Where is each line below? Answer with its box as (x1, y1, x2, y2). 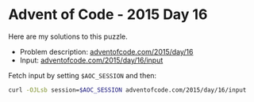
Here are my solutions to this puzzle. (8, 32, 129, 41)
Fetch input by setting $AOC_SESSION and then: (8, 70, 157, 80)
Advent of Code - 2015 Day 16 (8, 6, 208, 24)
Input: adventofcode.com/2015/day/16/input (19, 55, 164, 65)
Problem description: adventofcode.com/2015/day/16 (19, 47, 194, 56)
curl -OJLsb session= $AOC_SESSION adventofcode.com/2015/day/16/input (8, 85, 247, 94)
